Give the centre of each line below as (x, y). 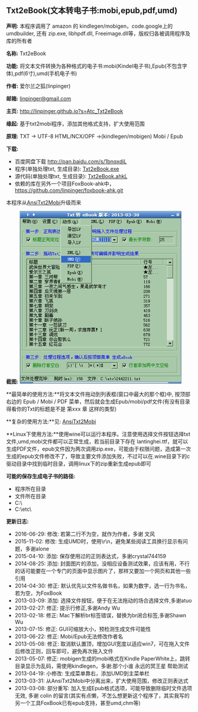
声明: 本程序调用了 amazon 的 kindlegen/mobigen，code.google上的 (90, 26)
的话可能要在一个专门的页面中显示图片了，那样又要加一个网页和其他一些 (103, 571)
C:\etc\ (23, 509)
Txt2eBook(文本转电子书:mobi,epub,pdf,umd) (92, 11)
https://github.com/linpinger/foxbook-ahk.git (69, 190)
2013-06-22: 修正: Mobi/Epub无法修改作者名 (69, 636)
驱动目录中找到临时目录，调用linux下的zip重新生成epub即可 (79, 463)
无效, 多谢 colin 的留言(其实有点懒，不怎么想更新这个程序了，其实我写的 (102, 695)
